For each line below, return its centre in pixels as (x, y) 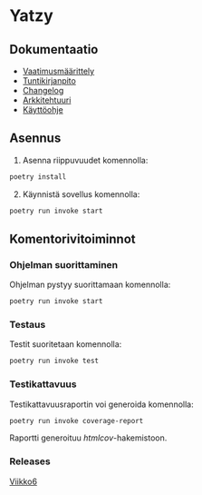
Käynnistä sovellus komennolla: (81, 194)
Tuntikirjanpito (49, 81)
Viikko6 (24, 481)
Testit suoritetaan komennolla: (66, 344)
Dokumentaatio (54, 49)
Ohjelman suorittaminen (64, 264)
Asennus (35, 139)
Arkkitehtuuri (47, 100)
